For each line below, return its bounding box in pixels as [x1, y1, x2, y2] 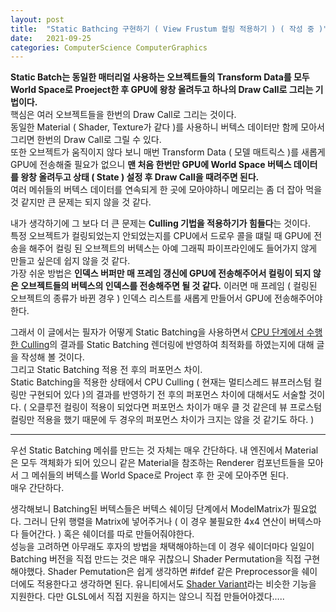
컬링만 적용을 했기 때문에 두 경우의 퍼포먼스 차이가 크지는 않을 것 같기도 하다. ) [10, 414, 315, 426]
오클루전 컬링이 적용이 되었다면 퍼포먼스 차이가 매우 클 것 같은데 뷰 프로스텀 [28, 401, 323, 413]
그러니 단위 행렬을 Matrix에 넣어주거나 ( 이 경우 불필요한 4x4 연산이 [23, 516, 287, 528]
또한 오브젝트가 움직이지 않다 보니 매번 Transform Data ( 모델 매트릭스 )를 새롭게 [10, 146, 326, 158]
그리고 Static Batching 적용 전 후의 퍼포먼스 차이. [10, 364, 203, 376]
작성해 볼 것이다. [20, 351, 85, 363]
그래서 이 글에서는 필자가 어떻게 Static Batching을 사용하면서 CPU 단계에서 [10, 326, 305, 338]
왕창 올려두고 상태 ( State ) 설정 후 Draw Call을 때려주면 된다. [20, 171, 260, 183]
